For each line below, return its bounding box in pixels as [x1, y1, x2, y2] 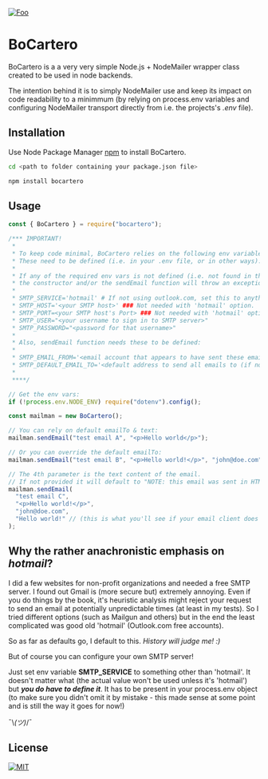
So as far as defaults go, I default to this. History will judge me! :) [8, 636, 221, 646]
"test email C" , [15, 492, 69, 501]
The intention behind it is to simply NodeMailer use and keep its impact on [8, 85, 252, 95]
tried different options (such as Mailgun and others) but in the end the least [8, 612, 255, 622]
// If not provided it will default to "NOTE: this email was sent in [8, 478, 248, 486]
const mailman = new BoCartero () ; [8, 412, 124, 420]
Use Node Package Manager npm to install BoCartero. [8, 147, 187, 157]
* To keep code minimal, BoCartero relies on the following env [11, 249, 230, 257]
